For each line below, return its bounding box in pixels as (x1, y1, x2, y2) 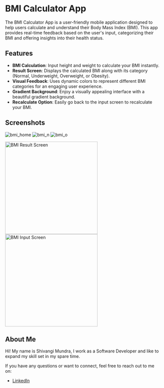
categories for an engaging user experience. (12, 83, 103, 89)
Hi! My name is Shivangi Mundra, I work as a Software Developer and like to (5, 348, 159, 354)
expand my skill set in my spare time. (5, 353, 80, 359)
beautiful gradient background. (12, 94, 75, 100)
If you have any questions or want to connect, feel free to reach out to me (5, 363, 155, 369)
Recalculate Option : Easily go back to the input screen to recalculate (12, 99, 153, 105)
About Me (5, 335, 36, 343)
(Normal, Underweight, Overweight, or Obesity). (12, 72, 110, 79)
